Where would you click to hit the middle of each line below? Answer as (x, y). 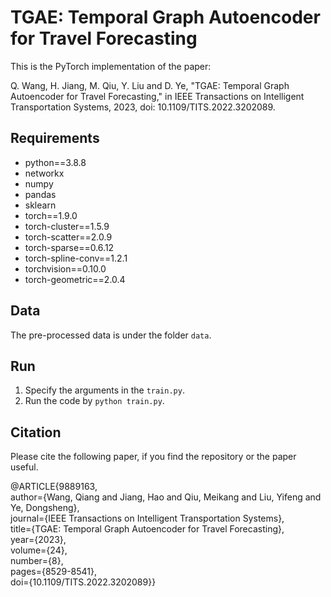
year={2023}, (38, 540)
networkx (44, 173)
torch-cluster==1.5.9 (67, 226)
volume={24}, (39, 550)
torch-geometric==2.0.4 (75, 279)
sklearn (40, 205)
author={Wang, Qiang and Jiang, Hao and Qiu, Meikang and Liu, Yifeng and (166, 497)
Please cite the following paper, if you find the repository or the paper (153, 457)
